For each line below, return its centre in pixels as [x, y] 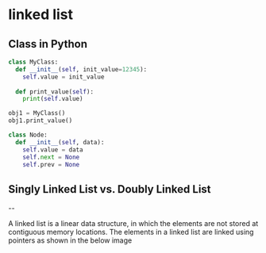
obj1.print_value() [40, 121]
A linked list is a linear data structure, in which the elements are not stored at [133, 224]
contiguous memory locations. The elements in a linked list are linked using [131, 232]
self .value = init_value [64, 77]
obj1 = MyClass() [37, 113]
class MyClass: [33, 62]
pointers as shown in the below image [70, 240]
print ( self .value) [53, 99]
